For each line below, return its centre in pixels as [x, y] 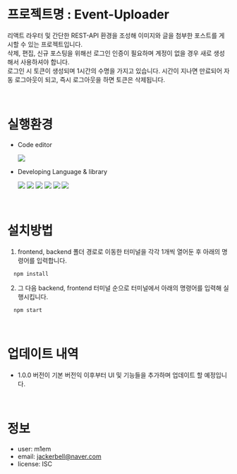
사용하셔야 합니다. [45, 62]
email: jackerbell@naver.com [59, 456]
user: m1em [34, 449]
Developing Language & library [62, 171]
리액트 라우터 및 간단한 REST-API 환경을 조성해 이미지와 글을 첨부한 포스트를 [112, 35]
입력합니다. [51, 260]
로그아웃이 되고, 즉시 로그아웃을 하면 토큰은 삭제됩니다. [90, 79]
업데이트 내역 [43, 354]
